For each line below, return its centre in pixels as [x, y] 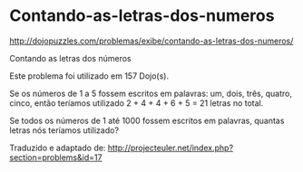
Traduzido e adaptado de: [58, 148]
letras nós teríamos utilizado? [64, 130]
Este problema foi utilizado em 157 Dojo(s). [89, 76]
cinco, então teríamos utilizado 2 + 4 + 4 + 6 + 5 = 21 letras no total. [137, 103]
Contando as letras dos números [70, 58]
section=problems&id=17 [56, 157]
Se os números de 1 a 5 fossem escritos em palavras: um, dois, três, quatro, [151, 93]
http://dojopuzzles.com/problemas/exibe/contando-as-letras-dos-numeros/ [151, 41]
